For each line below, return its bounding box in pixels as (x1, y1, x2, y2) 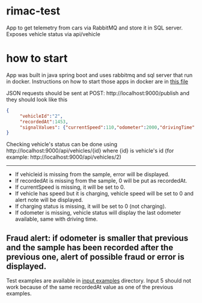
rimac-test (6, 4, 61, 18)
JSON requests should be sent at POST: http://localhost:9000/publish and (6, 89, 189, 97)
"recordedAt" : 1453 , (19, 118, 69, 124)
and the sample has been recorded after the (6, 242, 173, 252)
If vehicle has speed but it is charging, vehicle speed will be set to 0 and (14, 190, 194, 197)
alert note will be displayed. (14, 197, 83, 204)
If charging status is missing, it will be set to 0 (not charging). (14, 203, 167, 210)
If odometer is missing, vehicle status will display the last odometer (14, 209, 182, 216)
